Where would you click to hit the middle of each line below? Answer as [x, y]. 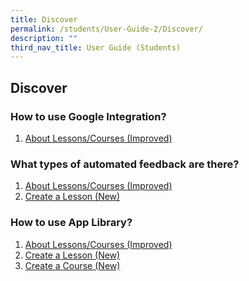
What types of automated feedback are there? [125, 164]
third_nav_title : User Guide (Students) [96, 47]
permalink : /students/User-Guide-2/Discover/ [106, 29]
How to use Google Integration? [88, 116]
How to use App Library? [71, 223]
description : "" [44, 38]
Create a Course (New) [72, 265]
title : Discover [44, 19]
